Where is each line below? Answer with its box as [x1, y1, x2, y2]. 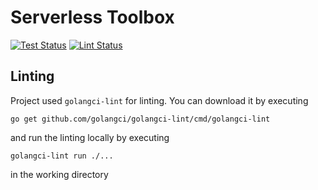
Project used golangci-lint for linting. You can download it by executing [10, 94, 309, 106]
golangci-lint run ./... [10, 151, 114, 161]
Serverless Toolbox [10, 6, 175, 29]
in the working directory [10, 168, 109, 180]
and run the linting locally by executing [10, 131, 170, 143]
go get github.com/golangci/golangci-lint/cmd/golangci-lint [10, 114, 271, 124]
